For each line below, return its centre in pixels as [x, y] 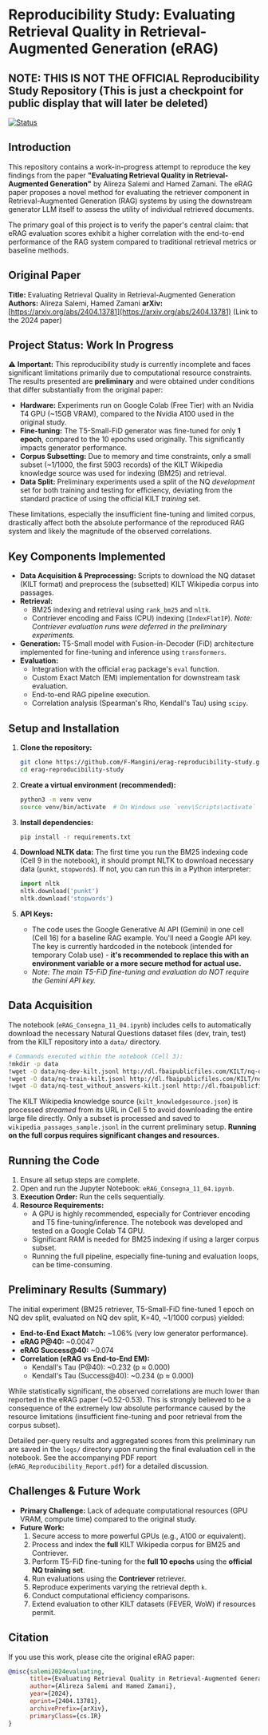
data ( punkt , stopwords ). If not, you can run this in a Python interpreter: [135, 869]
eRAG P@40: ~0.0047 [57, 1342]
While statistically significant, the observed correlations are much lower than [134, 1391]
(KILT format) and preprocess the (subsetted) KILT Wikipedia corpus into [139, 584]
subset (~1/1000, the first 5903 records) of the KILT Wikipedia [121, 465]
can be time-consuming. [72, 1265]
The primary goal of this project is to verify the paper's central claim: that [128, 225]
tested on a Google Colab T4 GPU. [88, 1231]
